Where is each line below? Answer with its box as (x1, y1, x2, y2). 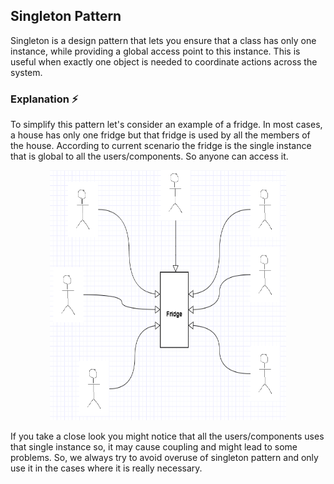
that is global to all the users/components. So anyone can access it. (10, 150, 289, 163)
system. (10, 66, 43, 78)
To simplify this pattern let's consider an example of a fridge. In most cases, (10, 119, 323, 131)
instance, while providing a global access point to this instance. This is (10, 45, 301, 57)
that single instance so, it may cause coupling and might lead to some (10, 441, 298, 453)
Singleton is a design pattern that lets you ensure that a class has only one (10, 34, 317, 46)
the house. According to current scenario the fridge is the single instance (10, 140, 312, 152)
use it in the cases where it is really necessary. (10, 462, 203, 474)
